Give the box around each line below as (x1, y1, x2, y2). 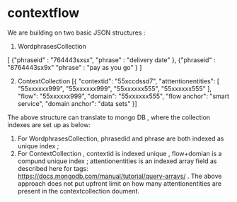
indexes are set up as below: (7, 120, 91, 129)
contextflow (7, 5, 80, 21)
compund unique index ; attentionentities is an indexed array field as (17, 157, 217, 165)
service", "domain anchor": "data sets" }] (17, 99, 138, 107)
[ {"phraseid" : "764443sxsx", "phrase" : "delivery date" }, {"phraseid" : (7, 55, 216, 64)
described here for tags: (17, 164, 88, 172)
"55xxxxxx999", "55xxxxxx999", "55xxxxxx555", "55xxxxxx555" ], (17, 84, 212, 93)
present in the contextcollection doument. (17, 186, 140, 195)
